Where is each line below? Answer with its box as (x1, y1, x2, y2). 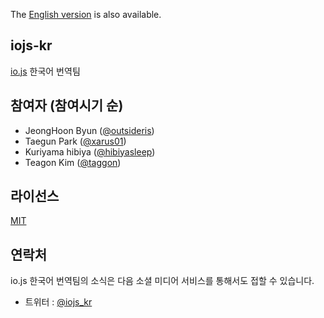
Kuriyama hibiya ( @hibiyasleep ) (24, 145, 156, 158)
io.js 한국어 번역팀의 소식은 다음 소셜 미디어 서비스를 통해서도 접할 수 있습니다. (10, 275, 315, 287)
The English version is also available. (10, 9, 162, 20)
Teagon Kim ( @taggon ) (24, 156, 122, 168)
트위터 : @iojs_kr (24, 296, 93, 308)
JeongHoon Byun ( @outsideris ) (24, 124, 155, 136)
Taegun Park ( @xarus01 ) (24, 135, 127, 147)
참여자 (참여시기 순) (10, 97, 124, 114)
